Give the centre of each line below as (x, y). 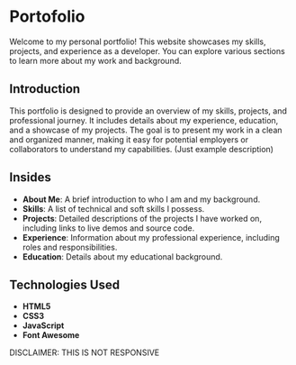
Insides (30, 178)
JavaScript (43, 325)
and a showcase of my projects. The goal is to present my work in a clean (146, 130)
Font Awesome (51, 335)
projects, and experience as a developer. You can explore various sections (147, 50)
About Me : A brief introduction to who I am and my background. (141, 199)
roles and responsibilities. (70, 247)
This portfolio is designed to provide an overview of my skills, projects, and (148, 111)
